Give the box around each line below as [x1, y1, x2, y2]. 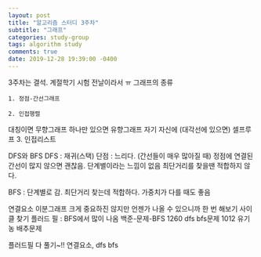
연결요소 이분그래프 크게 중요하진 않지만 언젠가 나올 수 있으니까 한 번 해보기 [8, 204, 238, 213]
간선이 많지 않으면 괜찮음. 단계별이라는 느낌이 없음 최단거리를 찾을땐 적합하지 [8, 161, 243, 170]
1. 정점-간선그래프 [8, 95, 60, 103]
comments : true [8, 48, 58, 56]
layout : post [8, 11, 51, 20]
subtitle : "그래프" [8, 26, 67, 34]
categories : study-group [8, 33, 89, 42]
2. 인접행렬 [8, 110, 41, 118]
